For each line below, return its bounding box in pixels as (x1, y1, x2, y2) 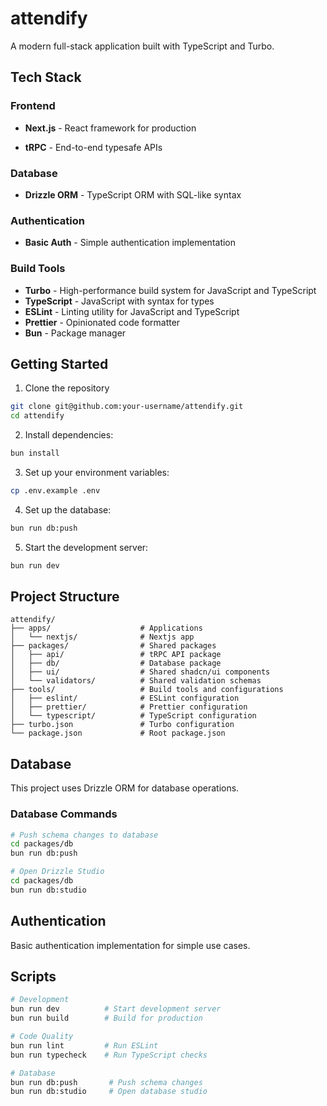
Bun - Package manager (24, 327, 127, 339)
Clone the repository (24, 382, 110, 394)
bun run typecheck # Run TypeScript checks (10, 1050, 208, 1060)
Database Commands (10, 807, 118, 821)
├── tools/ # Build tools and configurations (10, 685, 284, 695)
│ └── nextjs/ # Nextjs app (10, 632, 195, 642)
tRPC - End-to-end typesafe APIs (24, 141, 163, 153)
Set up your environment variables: (24, 466, 170, 478)
